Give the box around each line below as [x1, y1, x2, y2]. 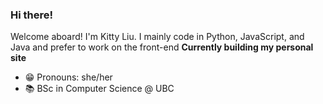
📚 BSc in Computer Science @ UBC [24, 83, 175, 95]
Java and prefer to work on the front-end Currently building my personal [10, 41, 314, 53]
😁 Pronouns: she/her [24, 71, 113, 83]
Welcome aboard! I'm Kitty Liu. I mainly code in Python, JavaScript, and [10, 31, 305, 43]
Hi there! [10, 8, 54, 22]
